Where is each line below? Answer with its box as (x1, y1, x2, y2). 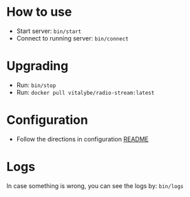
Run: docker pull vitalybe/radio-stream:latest (16, 88, 155, 96)
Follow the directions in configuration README (16, 135, 149, 143)
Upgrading (6, 58, 69, 74)
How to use (6, 4, 72, 20)
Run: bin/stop (16, 80, 56, 89)
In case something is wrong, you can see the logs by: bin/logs (6, 181, 184, 189)
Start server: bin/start (16, 27, 82, 35)
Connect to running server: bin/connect (16, 34, 129, 42)
